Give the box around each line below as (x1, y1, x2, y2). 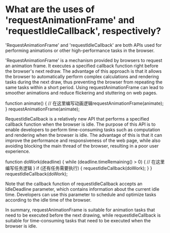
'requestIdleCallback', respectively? (5, 25, 161, 37)
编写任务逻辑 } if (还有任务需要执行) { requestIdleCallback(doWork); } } (5, 165, 152, 171)
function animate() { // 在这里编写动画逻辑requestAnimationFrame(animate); (5, 100, 164, 106)
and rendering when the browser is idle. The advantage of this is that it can (5, 132, 162, 138)
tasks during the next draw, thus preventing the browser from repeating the (5, 79, 163, 85)
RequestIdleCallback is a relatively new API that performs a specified (5, 115, 150, 122)
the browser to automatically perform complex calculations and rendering (5, 73, 159, 79)
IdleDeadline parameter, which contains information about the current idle (5, 186, 160, 192)
